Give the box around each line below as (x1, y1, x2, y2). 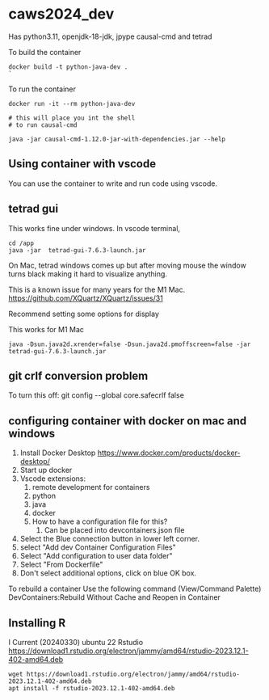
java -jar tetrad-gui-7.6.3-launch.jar (8, 246, 147, 255)
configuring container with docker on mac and (8, 414, 247, 428)
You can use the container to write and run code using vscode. (8, 179, 218, 188)
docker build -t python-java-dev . (8, 62, 128, 71)
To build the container (8, 47, 82, 57)
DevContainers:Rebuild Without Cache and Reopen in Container (8, 592, 221, 602)
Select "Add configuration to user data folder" (19, 551, 173, 561)
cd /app (8, 239, 35, 247)
